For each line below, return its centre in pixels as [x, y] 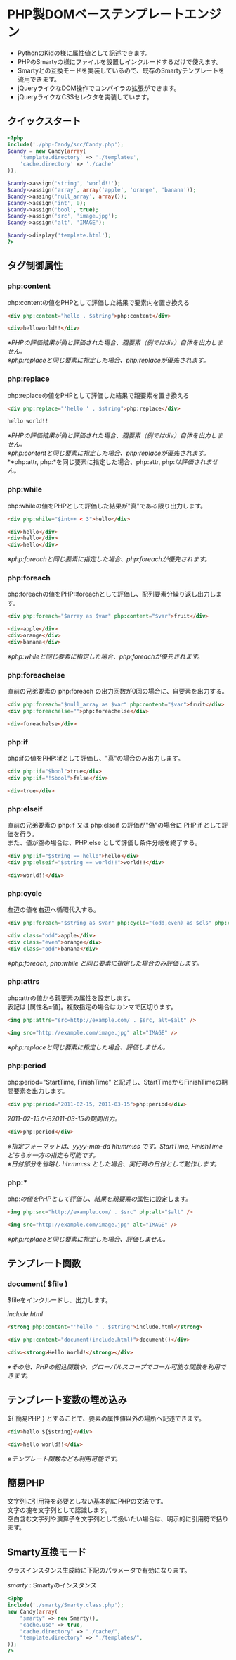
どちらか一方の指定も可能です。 [53, 1155]
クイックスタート [44, 121]
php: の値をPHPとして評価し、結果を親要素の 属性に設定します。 [99, 1199]
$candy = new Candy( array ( [47, 151]
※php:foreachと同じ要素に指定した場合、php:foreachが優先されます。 [109, 559]
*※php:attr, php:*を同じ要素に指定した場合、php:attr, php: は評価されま [110, 462]
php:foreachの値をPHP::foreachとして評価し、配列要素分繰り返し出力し [112, 594]
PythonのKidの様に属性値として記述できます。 [85, 53]
